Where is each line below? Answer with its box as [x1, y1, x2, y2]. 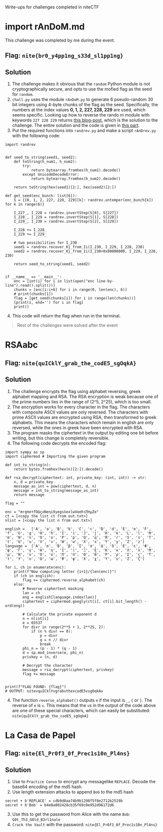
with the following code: [12, 133, 61, 139]
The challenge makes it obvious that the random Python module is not [12, 81, 150, 87]
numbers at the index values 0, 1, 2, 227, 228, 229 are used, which [12, 107, 146, 113]
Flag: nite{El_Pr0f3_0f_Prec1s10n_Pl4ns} [5, 749, 130, 757]
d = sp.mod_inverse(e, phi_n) [22, 650, 84, 655]
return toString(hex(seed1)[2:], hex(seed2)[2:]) [14, 185, 117, 190]
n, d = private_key [14, 479, 54, 484]
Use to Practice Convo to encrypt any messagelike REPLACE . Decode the [12, 778, 156, 784]
